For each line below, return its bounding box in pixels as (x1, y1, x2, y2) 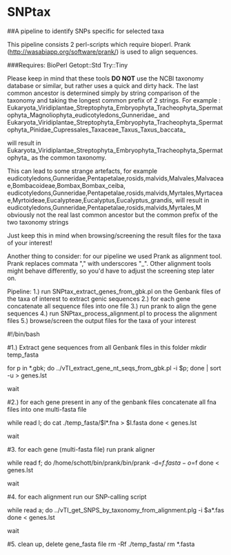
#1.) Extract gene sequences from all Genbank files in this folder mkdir (7, 343, 207, 351)
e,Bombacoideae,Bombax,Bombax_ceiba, (7, 181, 125, 189)
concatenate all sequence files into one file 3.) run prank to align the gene (7, 302, 217, 310)
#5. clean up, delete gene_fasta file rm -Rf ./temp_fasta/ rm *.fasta (7, 540, 195, 548)
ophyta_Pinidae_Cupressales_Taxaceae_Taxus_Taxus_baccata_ (7, 125, 186, 134)
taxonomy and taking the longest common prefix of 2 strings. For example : (7, 96, 221, 104)
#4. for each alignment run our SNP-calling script (7, 492, 147, 501)
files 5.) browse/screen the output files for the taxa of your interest (7, 316, 197, 324)
